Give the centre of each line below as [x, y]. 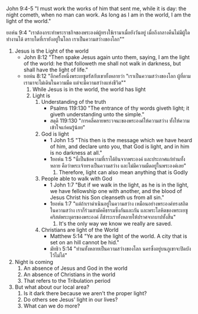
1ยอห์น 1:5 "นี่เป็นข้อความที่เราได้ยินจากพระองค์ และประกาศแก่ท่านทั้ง [118, 159]
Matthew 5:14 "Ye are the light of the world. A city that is [119, 236]
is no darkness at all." [76, 153]
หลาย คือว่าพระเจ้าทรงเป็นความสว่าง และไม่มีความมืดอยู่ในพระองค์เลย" [118, 166]
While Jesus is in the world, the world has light [89, 89]
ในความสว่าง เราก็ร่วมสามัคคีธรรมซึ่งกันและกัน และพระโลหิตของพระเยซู [119, 210]
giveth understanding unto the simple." [97, 114]
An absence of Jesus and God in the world [76, 268]
